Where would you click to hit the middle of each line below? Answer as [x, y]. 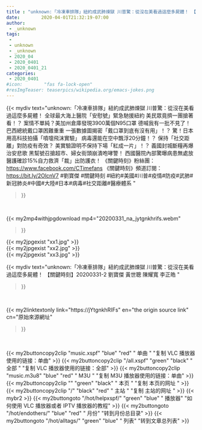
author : [16, 23]
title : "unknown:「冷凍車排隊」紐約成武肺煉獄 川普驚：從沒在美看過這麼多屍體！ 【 [101, 12]
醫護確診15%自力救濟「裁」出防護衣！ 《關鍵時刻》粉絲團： [81, 161]
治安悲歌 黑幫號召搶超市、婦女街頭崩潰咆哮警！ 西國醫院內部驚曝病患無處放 [100, 153]
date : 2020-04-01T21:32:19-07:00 [58, 17]
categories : [21, 73]
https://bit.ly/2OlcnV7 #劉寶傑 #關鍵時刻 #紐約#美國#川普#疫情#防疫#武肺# [100, 176]
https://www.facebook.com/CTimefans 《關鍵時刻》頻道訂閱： [84, 168]
